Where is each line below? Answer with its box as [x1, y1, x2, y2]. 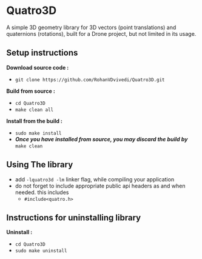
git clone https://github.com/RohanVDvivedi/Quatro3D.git [15, 76, 165, 82]
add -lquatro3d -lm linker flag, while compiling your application [15, 175, 175, 183]
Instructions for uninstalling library [6, 212, 141, 223]
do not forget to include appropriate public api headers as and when [15, 182, 186, 189]
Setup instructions [6, 48, 78, 58]
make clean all [15, 107, 54, 113]
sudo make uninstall [15, 248, 67, 254]
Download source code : [6, 64, 69, 71]
